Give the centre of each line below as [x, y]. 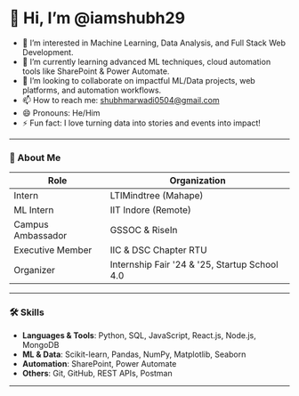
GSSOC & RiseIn [144, 230]
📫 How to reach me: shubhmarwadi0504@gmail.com [121, 100]
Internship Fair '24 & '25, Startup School [194, 264]
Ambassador [40, 236]
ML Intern [34, 210]
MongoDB [40, 344]
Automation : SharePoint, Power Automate [99, 363]
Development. [48, 52]
